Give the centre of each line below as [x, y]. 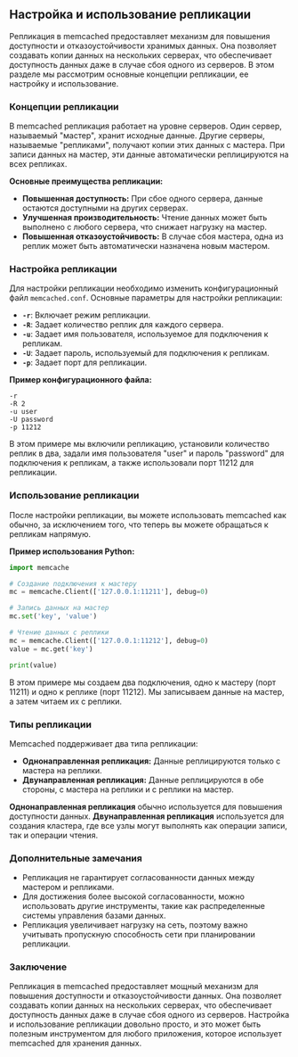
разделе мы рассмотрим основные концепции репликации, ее [129, 74]
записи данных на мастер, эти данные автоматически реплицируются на [149, 154]
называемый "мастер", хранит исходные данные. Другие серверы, [137, 136]
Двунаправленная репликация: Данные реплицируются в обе [143, 780]
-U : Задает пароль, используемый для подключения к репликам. [145, 353]
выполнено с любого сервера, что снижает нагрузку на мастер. [145, 227]
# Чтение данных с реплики [59, 632]
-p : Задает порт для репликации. [85, 363]
